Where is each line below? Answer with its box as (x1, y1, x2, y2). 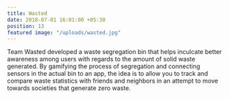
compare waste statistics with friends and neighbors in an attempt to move (7, 76, 219, 85)
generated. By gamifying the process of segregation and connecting (7, 62, 201, 70)
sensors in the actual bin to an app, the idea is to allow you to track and (7, 70, 208, 78)
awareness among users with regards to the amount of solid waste (7, 55, 195, 63)
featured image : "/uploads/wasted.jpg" (7, 29, 121, 36)
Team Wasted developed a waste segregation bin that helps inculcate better (7, 48, 222, 56)
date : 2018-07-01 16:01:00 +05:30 (7, 16, 106, 23)
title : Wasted (7, 10, 48, 17)
